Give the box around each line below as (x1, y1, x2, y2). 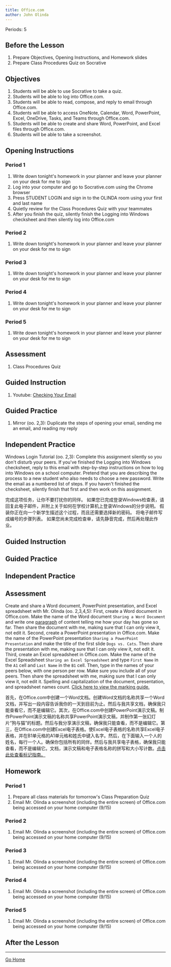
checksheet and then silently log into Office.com (12, 216, 115, 222)
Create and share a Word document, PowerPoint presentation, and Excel (5, 603, 157, 609)
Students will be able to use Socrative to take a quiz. (12, 88, 123, 94)
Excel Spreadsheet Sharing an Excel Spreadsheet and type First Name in (5, 657, 159, 663)
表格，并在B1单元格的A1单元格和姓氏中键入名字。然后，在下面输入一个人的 (5, 733, 162, 739)
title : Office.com (5, 7, 44, 13)
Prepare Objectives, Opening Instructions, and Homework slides (12, 55, 148, 61)
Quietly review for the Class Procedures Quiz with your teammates (12, 205, 153, 211)
